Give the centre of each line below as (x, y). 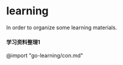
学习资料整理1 (23, 42)
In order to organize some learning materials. (62, 27)
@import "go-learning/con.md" (45, 55)
